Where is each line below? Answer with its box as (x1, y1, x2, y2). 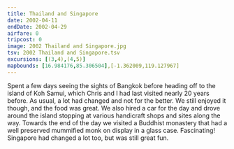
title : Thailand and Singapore (7, 10, 98, 17)
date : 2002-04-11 (7, 17, 58, 24)
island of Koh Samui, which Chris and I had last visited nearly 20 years (7, 89, 210, 97)
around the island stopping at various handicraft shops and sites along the (7, 111, 221, 120)
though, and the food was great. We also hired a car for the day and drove (7, 104, 221, 112)
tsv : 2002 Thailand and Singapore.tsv (7, 50, 120, 57)
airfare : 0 (7, 29, 39, 37)
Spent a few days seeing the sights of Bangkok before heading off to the (7, 81, 217, 90)
